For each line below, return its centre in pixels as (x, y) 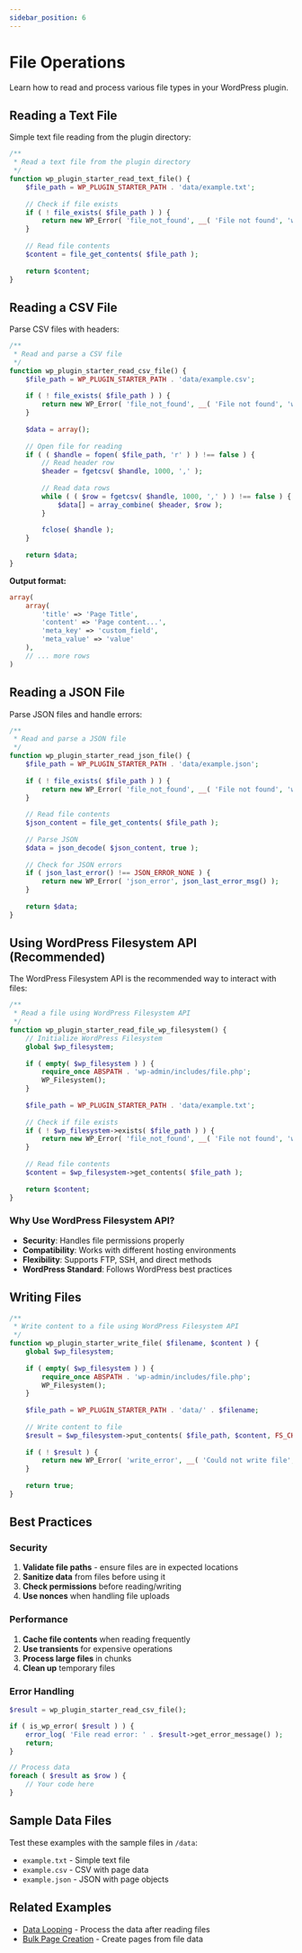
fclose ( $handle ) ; (78, 530)
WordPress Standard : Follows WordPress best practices (127, 1269)
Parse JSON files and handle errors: (76, 714)
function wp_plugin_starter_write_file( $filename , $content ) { (134, 1344)
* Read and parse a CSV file (68, 354)
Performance (39, 1620)
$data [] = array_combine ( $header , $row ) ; (140, 505)
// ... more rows (58, 656)
